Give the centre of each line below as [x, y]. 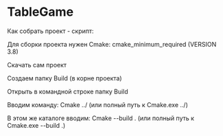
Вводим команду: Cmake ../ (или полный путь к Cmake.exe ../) [98, 104]
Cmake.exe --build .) [36, 125]
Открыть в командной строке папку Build [68, 91]
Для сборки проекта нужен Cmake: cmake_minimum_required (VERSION [112, 44]
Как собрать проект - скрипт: [50, 31]
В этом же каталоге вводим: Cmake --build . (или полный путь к [101, 118]
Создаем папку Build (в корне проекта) [64, 78]
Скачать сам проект [37, 65]
